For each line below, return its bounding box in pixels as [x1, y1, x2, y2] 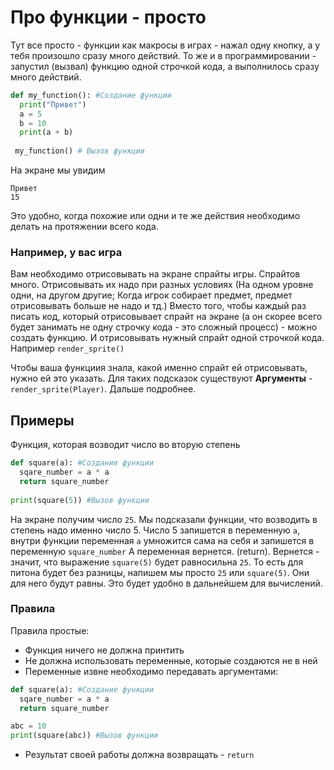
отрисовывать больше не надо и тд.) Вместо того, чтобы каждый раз [10, 300, 307, 312]
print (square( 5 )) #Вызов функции [10, 495, 150, 505]
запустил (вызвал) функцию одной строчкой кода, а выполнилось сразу [10, 60, 320, 72]
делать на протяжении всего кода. [10, 221, 159, 233]
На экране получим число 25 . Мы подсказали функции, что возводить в [10, 513, 318, 525]
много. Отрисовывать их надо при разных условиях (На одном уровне [10, 279, 314, 291]
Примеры [10, 412, 75, 429]
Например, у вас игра [10, 245, 123, 259]
